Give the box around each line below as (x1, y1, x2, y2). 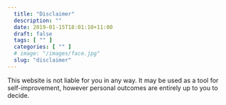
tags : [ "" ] (14, 37, 53, 44)
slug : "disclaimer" (14, 57, 72, 64)
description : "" (14, 17, 62, 24)
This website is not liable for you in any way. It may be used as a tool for (7, 76, 219, 84)
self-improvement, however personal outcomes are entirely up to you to (7, 83, 219, 92)
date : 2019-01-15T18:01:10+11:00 (14, 23, 113, 31)
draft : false (14, 30, 53, 38)
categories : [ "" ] (14, 43, 72, 50)
